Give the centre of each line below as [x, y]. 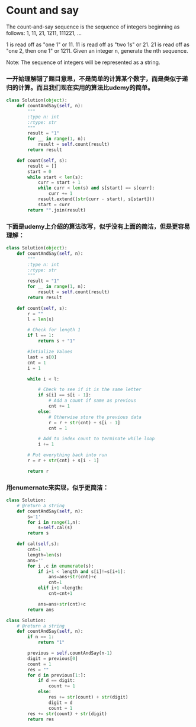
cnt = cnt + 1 [60, 594]
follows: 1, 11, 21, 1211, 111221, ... [44, 33]
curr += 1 [60, 194]
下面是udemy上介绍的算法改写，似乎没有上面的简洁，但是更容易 [98, 226]
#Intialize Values [50, 352]
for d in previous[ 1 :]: [57, 675]
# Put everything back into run [68, 455]
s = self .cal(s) [55, 528]
